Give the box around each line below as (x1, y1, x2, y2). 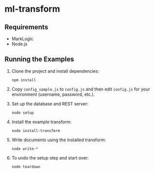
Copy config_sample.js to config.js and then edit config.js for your (11, 86, 150, 92)
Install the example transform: (11, 119, 72, 125)
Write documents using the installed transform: (11, 137, 106, 143)
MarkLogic (11, 36, 34, 42)
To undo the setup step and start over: (11, 155, 89, 161)
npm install (11, 77, 36, 83)
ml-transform (4, 3, 60, 15)
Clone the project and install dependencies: (11, 68, 99, 74)
